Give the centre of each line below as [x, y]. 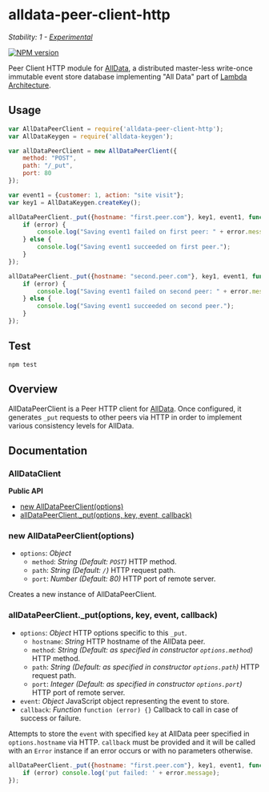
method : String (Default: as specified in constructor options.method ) [143, 650]
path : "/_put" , [48, 166]
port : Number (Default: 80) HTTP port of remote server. [124, 579]
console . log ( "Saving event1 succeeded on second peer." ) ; [136, 307]
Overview [33, 390]
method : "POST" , [50, 158]
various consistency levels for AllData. [71, 425]
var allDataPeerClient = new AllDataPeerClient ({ [93, 151]
